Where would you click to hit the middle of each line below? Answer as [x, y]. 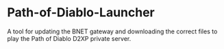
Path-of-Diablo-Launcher [81, 13]
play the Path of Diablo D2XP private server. [69, 38]
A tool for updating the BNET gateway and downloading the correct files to [112, 31]
